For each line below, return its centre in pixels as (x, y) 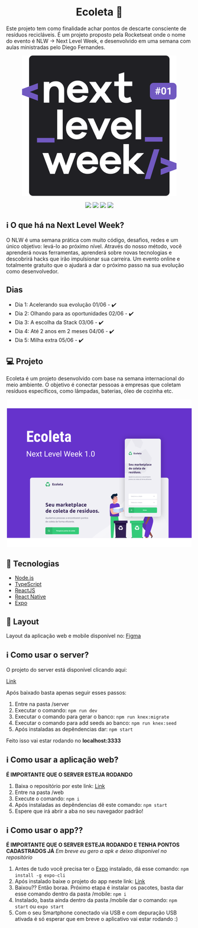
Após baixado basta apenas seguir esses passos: (66, 692)
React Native (30, 597)
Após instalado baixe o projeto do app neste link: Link (80, 881)
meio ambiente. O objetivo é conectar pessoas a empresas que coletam (94, 385)
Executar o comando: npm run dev (56, 710)
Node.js (24, 578)
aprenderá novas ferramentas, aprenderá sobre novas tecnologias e (89, 252)
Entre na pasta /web (39, 792)
